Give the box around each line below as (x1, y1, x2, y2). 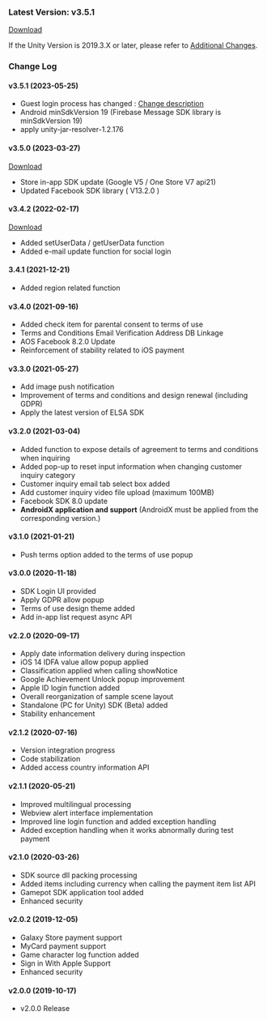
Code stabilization (19, 754, 81, 764)
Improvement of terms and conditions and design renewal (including (19, 391, 248, 400)
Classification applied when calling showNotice (19, 666, 178, 676)
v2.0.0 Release (19, 1004, 70, 1014)
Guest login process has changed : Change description (19, 99, 204, 109)
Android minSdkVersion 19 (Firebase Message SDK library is (19, 108, 222, 117)
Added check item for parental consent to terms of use (19, 319, 204, 330)
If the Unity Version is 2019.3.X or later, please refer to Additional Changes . (8, 41, 258, 50)
